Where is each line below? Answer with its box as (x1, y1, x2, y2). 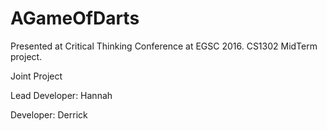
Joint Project (10, 70, 63, 82)
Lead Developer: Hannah (10, 89, 113, 101)
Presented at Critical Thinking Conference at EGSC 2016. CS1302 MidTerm (10, 40, 318, 52)
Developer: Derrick (10, 108, 88, 121)
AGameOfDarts (10, 7, 140, 30)
